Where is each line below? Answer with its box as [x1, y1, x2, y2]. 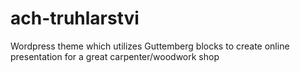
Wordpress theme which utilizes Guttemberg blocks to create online [10, 40, 290, 52]
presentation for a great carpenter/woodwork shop [10, 50, 220, 62]
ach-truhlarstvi [10, 7, 140, 30]
